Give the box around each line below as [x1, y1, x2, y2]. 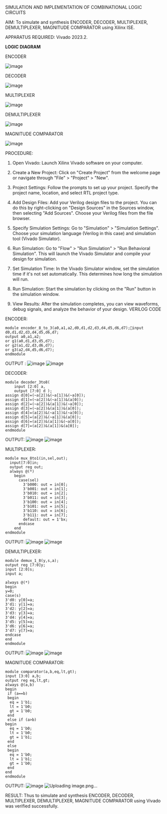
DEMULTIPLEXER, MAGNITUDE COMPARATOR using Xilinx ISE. [5, 24, 135, 30]
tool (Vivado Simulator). [12, 236, 61, 242]
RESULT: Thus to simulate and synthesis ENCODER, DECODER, [5, 793, 135, 798]
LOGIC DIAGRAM [5, 44, 41, 49]
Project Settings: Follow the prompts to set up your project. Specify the [12, 185, 159, 190]
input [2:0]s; [5, 567, 35, 572]
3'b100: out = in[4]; [23, 500, 68, 505]
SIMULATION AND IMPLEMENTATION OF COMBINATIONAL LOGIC [5, 4, 142, 10]
